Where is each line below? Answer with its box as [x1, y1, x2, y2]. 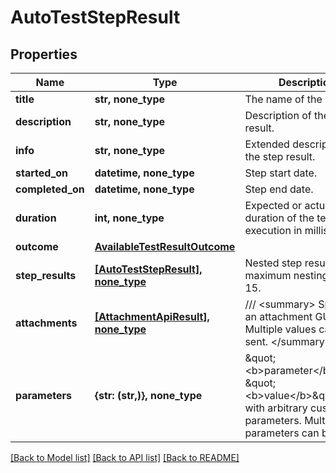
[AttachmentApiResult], [94, 310, 210, 323]
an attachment [244, 310, 313, 323]
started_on [15, 166, 69, 180]
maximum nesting [244, 269, 329, 282]
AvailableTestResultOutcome [94, 240, 236, 253]
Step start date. [244, 166, 318, 180]
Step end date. [244, 182, 314, 196]
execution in [244, 224, 303, 237]
